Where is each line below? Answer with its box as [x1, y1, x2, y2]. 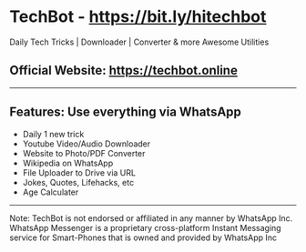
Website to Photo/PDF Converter [22, 147, 146, 158]
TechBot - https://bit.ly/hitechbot [9, 6, 267, 27]
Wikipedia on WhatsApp [22, 157, 114, 168]
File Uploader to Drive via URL [22, 166, 137, 178]
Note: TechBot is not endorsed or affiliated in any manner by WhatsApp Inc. [9, 212, 293, 224]
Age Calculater [22, 186, 79, 197]
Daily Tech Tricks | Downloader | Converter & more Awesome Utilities [9, 36, 270, 47]
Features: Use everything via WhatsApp [9, 105, 241, 120]
